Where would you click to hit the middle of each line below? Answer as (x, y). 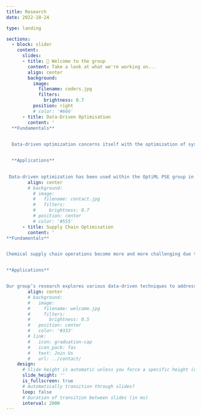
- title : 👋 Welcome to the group (64, 61)
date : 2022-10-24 (28, 17)
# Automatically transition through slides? (78, 386)
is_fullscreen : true (48, 381)
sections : (19, 39)
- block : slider (32, 45)
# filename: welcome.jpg (64, 308)
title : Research (26, 12)
